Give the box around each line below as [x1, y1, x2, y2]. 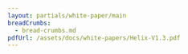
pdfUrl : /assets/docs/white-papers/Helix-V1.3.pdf [7, 33, 181, 42]
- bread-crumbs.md [14, 26, 77, 34]
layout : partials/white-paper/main [7, 11, 127, 20]
